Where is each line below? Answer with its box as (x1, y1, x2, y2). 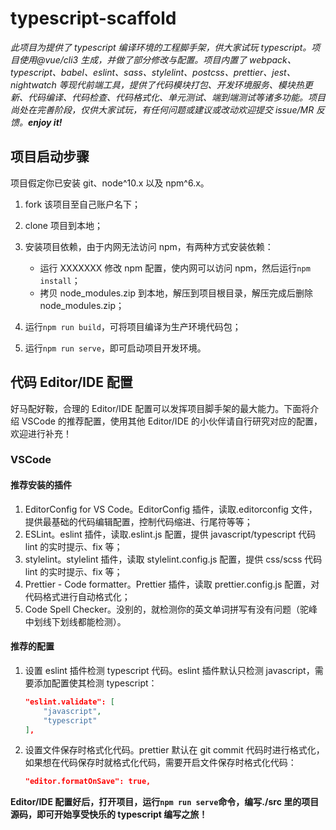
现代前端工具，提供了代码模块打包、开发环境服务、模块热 (67, 78, 305, 91)
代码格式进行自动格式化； (24, 590, 131, 602)
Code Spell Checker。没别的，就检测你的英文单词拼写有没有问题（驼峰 (24, 603, 318, 615)
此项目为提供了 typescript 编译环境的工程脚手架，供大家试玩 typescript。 (10, 41, 312, 53)
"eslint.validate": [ (24, 697, 115, 707)
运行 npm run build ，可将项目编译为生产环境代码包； (24, 320, 242, 332)
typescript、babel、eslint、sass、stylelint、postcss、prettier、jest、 (10, 66, 296, 78)
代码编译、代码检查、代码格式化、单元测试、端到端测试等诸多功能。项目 (27, 91, 326, 103)
